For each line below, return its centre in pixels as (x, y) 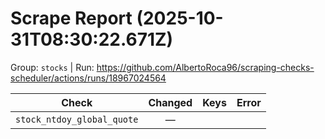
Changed (170, 102)
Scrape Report (71, 18)
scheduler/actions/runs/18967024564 (88, 78)
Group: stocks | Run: (52, 67)
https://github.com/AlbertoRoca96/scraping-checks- (205, 67)
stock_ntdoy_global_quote (77, 119)
